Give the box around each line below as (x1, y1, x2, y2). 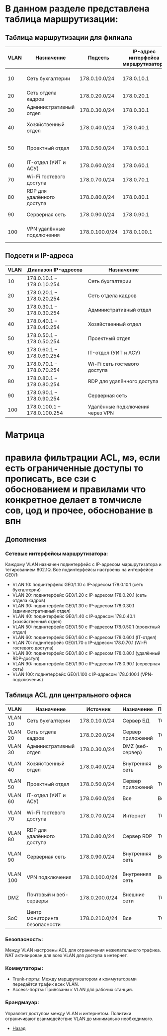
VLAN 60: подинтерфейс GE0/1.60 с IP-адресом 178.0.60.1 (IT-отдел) (12, 634, 157, 640)
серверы (26, 897, 48, 904)
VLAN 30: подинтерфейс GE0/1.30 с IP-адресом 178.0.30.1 (12, 602, 135, 609)
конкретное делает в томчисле (5, 494, 142, 506)
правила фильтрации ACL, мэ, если (5, 452, 161, 464)
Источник (86, 706, 111, 713)
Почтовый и (26, 891, 56, 898)
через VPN (87, 409, 114, 416)
